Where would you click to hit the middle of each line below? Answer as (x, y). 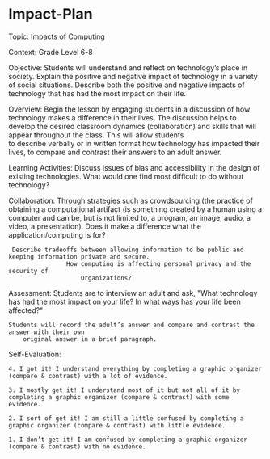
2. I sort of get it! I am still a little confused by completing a (126, 418)
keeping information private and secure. (79, 257)
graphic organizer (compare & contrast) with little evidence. (117, 425)
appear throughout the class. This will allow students (96, 135)
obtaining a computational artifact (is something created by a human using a (135, 209)
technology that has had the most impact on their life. (97, 93)
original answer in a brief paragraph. (90, 339)
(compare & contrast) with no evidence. (78, 446)
